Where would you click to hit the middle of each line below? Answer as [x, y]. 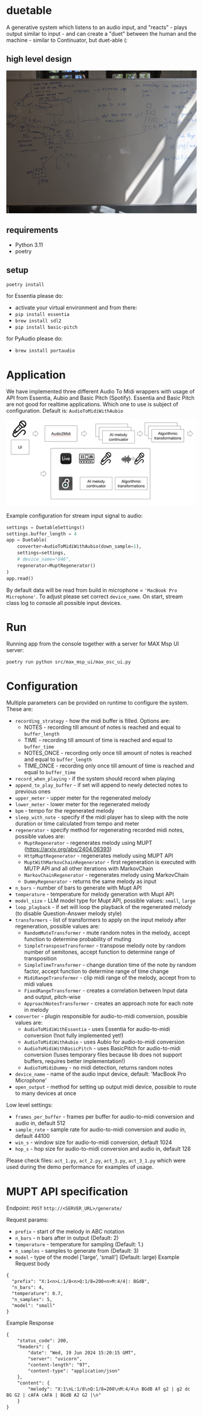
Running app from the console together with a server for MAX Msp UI [93, 644]
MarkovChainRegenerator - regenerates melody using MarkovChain [106, 875]
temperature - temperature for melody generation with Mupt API [94, 894]
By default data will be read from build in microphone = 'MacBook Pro [92, 590]
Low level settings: [30, 1105]
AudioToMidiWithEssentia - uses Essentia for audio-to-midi [97, 1029]
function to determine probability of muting [78, 939]
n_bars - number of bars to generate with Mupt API [78, 888]
